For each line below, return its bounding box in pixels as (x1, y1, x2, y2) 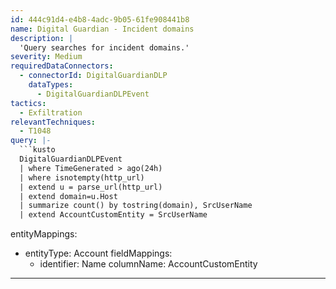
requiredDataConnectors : (10, 61, 114, 71)
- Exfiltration (19, 107, 83, 118)
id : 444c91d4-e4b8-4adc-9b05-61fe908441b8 (10, 14, 190, 25)
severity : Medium (10, 52, 83, 62)
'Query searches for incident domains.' (19, 42, 190, 53)
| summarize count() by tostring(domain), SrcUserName (19, 201, 253, 211)
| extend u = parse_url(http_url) (19, 182, 163, 192)
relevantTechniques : (10, 117, 97, 127)
